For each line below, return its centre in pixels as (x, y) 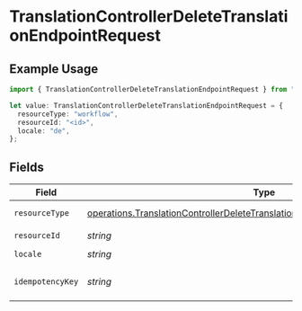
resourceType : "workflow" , (68, 114)
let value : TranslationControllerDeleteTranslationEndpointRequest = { (146, 105)
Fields (27, 167)
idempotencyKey (46, 282)
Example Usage (54, 69)
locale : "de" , (44, 131)
